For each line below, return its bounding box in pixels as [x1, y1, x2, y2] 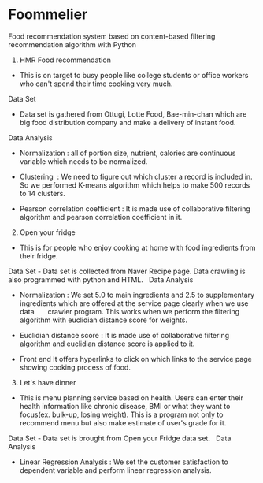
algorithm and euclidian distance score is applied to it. [19, 339, 195, 348]
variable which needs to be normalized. [19, 156, 148, 166]
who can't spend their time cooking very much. [19, 79, 173, 88]
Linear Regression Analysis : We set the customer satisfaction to [19, 457, 228, 466]
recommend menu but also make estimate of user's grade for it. [19, 418, 227, 427]
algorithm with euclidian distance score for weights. [19, 315, 187, 325]
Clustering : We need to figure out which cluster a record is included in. [19, 172, 254, 181]
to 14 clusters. [19, 188, 65, 198]
